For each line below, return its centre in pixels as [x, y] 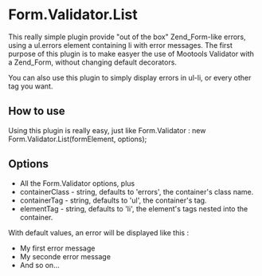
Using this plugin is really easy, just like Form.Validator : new [107, 130]
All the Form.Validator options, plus [77, 183]
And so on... [39, 265]
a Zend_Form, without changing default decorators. [93, 62]
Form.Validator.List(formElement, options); [78, 139]
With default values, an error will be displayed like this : [99, 232]
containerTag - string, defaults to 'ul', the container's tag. [113, 200]
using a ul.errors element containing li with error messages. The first [121, 45]
